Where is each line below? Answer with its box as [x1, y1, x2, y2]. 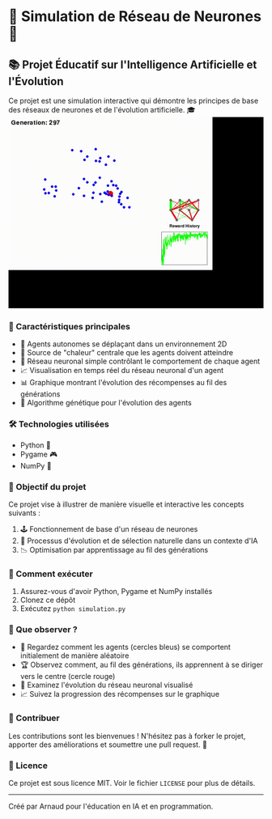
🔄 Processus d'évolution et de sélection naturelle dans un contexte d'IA [19, 536, 258, 545]
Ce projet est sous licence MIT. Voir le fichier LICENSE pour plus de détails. [8, 779, 256, 788]
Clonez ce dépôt [19, 595, 76, 605]
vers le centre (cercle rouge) [19, 672, 116, 681]
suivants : [8, 507, 40, 517]
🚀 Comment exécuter [8, 568, 93, 579]
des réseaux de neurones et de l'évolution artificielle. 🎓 [8, 105, 196, 114]
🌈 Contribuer [8, 712, 60, 724]
